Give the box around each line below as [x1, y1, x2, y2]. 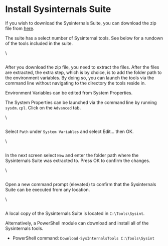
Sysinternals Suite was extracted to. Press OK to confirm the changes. [5, 157, 150, 163]
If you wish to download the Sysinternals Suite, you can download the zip [5, 20, 156, 26]
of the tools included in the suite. [5, 40, 73, 46]
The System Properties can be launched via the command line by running [5, 99, 157, 105]
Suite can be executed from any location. [5, 186, 90, 192]
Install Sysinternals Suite [5, 3, 111, 15]
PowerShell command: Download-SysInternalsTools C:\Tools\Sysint [12, 235, 154, 241]
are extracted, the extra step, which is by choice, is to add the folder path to [5, 69, 162, 75]
